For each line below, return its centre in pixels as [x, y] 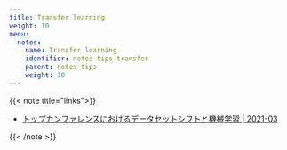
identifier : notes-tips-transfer [87, 59]
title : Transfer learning [57, 17]
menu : [19, 34]
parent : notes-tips [61, 67]
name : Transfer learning [71, 51]
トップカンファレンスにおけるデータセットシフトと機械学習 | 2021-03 [150, 118]
